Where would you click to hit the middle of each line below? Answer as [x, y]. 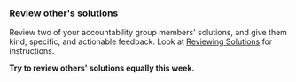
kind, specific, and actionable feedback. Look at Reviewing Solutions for [141, 41]
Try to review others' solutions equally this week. [102, 68]
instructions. [32, 51]
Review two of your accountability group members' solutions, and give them [148, 33]
